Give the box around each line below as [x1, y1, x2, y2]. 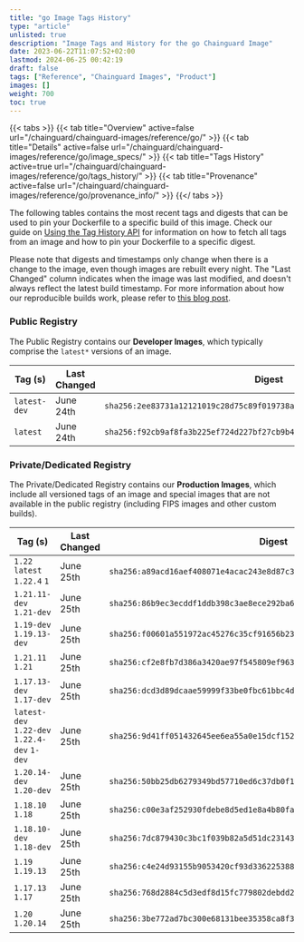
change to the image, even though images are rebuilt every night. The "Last [9, 264, 291, 275]
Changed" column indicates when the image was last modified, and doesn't [9, 273, 291, 284]
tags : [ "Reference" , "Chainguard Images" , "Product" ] [9, 73, 217, 82]
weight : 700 [9, 89, 54, 98]
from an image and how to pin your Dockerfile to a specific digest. [9, 237, 256, 248]
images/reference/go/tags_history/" [9, 171, 143, 182]
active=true [9, 161, 52, 172]
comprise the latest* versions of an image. [9, 346, 172, 357]
